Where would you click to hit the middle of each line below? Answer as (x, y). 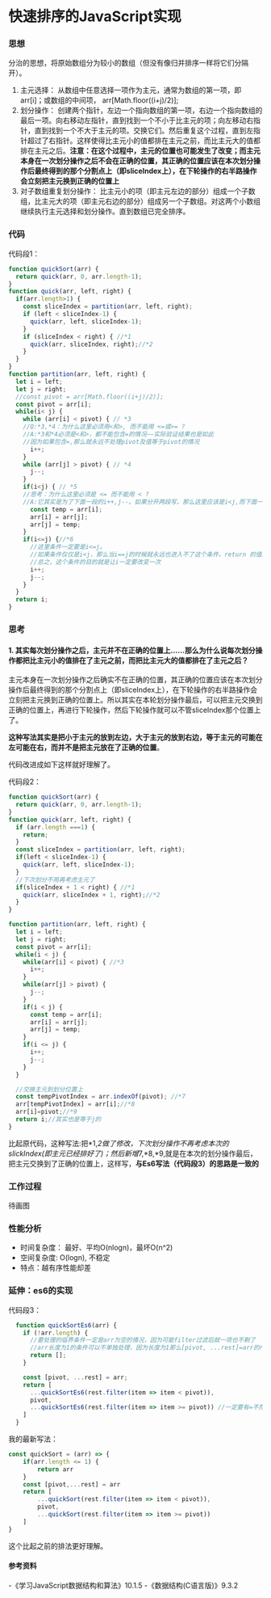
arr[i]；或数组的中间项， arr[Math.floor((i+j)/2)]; (99, 100)
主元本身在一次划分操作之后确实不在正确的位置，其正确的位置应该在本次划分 (135, 680)
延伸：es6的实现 (41, 1291)
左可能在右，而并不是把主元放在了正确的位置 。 (86, 748)
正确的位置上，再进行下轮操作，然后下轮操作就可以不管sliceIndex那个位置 (131, 710)
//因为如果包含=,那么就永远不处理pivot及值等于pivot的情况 (111, 441)
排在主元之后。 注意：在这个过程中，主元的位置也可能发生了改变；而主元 (140, 151)
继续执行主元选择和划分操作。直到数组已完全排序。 (105, 212)
